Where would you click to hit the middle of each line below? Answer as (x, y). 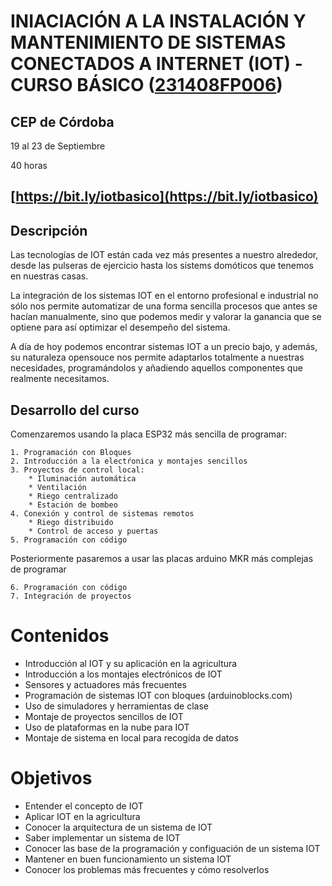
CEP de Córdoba (62, 121)
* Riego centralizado (73, 496)
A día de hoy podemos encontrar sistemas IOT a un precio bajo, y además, (164, 347)
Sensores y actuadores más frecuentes (105, 684)
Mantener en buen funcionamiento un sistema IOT (128, 859)
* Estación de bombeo (73, 505)
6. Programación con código (69, 588)
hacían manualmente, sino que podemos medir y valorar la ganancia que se (166, 317)
